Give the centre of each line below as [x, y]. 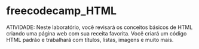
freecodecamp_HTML [62, 11]
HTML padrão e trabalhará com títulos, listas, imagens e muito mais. [90, 40]
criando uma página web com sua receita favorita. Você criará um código [97, 33]
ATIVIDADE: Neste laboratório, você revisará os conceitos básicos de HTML [99, 27]
